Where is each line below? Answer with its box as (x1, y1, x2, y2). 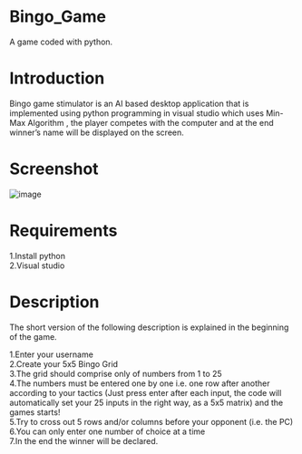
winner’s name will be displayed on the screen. (9, 127, 184, 138)
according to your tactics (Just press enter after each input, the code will (9, 387, 282, 398)
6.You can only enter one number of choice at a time (9, 426, 206, 437)
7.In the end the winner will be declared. (9, 435, 159, 446)
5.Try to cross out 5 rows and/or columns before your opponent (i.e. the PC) (9, 416, 294, 427)
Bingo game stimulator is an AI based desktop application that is (9, 98, 249, 109)
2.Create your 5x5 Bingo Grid (9, 358, 119, 369)
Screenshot (9, 159, 99, 179)
